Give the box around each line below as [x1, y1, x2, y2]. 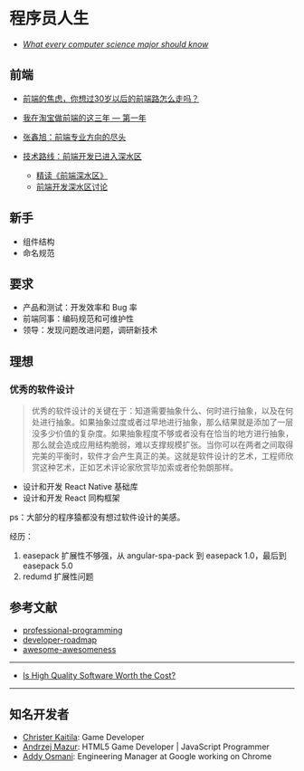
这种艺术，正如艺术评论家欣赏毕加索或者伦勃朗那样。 [39, 462, 238, 473]
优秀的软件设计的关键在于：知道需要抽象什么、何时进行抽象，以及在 [31, 405, 286, 416]
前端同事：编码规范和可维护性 [22, 313, 134, 324]
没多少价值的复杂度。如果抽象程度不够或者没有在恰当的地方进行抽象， [31, 428, 294, 439]
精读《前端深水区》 [35, 169, 109, 181]
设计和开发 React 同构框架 [22, 492, 120, 503]
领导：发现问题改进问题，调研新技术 [22, 325, 158, 336]
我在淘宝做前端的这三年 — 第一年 [22, 112, 147, 123]
